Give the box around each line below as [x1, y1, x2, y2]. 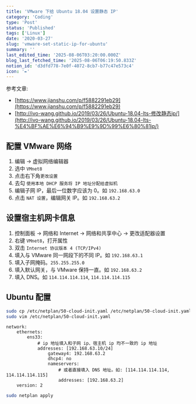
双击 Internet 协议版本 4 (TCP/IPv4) [14, 244, 101, 251]
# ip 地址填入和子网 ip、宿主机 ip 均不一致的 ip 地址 [37, 340, 157, 347]
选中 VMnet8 [14, 165, 43, 172]
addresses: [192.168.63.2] [58, 378, 124, 384]
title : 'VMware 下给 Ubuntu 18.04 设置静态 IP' [6, 8, 118, 15]
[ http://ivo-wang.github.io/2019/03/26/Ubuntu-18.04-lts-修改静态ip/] [14, 110, 180, 117]
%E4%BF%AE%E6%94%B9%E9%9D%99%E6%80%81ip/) [14, 123, 159, 130]
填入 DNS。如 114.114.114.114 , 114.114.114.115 [14, 273, 131, 281]
